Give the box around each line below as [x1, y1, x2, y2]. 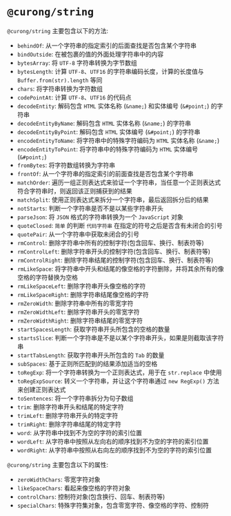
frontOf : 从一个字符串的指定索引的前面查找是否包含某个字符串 [17, 169, 194, 178]
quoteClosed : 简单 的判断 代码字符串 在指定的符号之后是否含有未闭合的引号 [17, 221, 223, 229]
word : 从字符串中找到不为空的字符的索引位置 [17, 428, 143, 437]
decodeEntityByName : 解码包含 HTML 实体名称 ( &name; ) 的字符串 [17, 119, 192, 127]
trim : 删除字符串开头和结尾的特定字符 [17, 403, 124, 411]
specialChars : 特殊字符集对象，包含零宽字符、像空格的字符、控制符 [17, 501, 209, 509]
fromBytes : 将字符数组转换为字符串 [17, 161, 116, 169]
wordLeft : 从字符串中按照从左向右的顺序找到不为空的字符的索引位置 [17, 437, 209, 446]
